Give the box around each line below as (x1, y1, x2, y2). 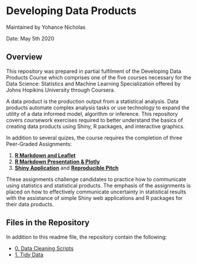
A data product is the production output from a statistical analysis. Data (6, 98, 179, 105)
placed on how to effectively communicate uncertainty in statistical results (6, 188, 186, 195)
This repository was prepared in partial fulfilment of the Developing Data (6, 68, 181, 75)
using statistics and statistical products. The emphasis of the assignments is (6, 182, 191, 189)
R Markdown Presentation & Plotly (14, 158, 100, 165)
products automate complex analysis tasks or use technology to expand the (6, 104, 190, 111)
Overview (6, 52, 43, 62)
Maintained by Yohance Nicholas (6, 24, 86, 31)
